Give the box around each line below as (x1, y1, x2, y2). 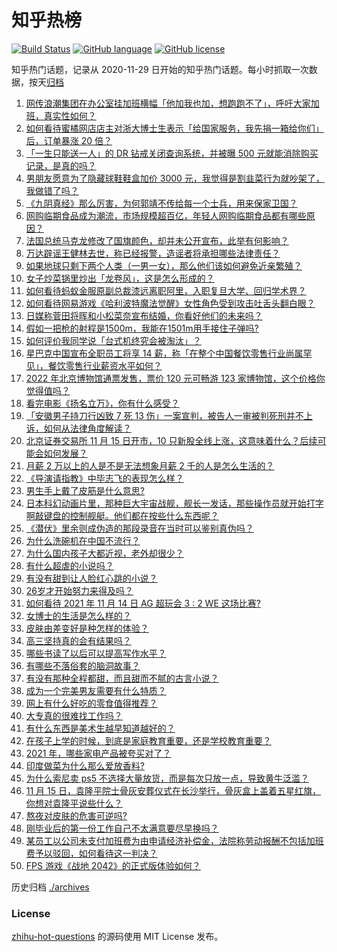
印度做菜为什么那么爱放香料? (25, 759, 145, 771)
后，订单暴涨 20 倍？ (25, 134, 113, 146)
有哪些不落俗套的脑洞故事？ (25, 659, 141, 671)
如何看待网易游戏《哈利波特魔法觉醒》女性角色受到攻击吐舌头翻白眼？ (25, 297, 316, 309)
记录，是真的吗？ (25, 159, 97, 171)
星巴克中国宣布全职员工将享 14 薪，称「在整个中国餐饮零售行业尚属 (25, 347, 304, 359)
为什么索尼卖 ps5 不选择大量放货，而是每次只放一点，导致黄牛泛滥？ (25, 772, 309, 784)
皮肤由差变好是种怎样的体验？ (25, 622, 149, 634)
